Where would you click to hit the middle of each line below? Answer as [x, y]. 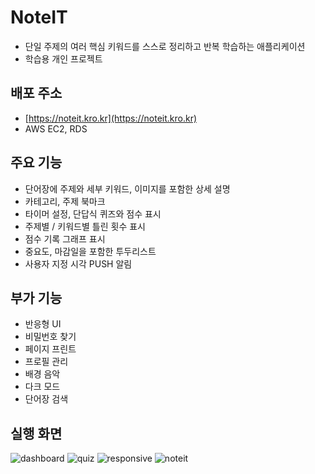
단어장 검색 [46, 399]
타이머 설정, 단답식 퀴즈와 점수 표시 [93, 213]
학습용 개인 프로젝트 [63, 58]
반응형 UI [43, 324]
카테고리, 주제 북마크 [65, 201]
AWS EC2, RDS [56, 128]
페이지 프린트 [50, 349]
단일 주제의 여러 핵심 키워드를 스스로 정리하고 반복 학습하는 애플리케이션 [165, 46]
